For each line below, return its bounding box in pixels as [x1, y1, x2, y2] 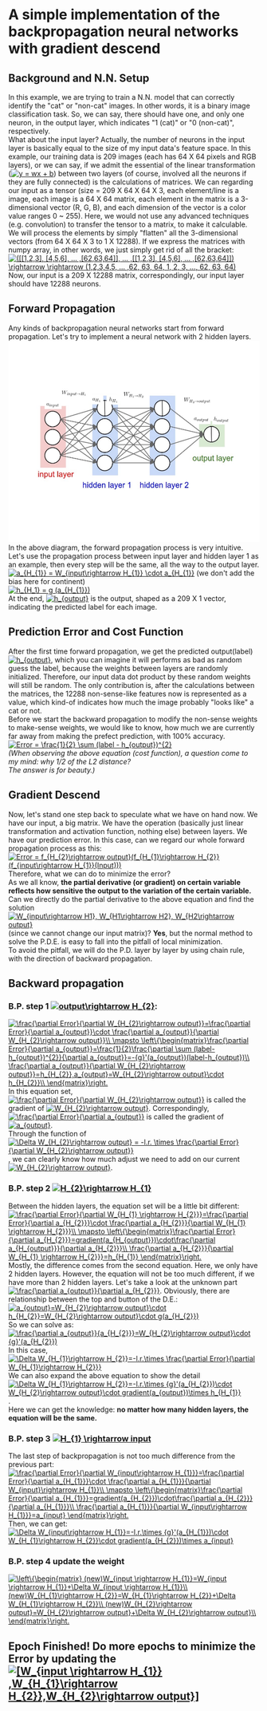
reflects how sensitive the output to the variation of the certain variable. [8, 886, 252, 895]
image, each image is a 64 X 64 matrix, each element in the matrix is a [8, 194, 239, 204]
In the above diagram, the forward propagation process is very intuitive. [8, 543, 244, 552]
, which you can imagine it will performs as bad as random [50, 654, 242, 664]
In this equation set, [8, 1087, 73, 1097]
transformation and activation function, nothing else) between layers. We [8, 826, 248, 836]
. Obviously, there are [159, 1286, 230, 1295]
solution [8, 903, 35, 912]
